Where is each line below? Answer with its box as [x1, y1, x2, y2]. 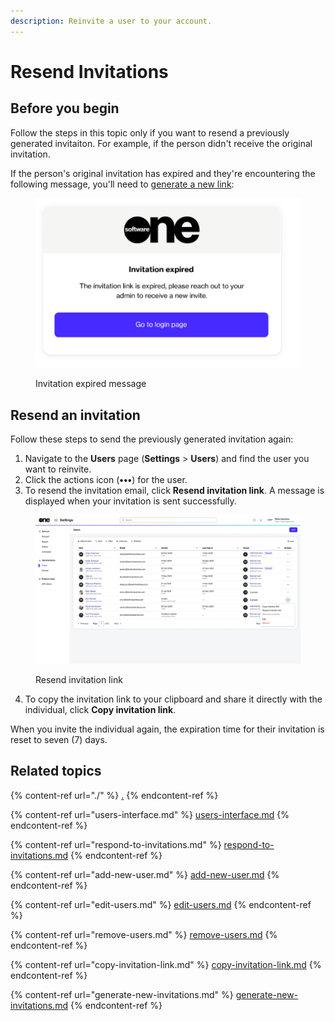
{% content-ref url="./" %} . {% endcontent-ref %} [10, 789, 219, 801]
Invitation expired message [35, 378, 147, 390]
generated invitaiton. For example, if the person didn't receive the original [10, 137, 313, 149]
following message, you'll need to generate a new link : [10, 178, 235, 190]
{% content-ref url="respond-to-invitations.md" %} [10, 838, 222, 850]
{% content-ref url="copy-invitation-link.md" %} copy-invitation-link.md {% [10, 958, 322, 970]
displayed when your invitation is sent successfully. [24, 495, 237, 507]
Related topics [10, 763, 102, 780]
